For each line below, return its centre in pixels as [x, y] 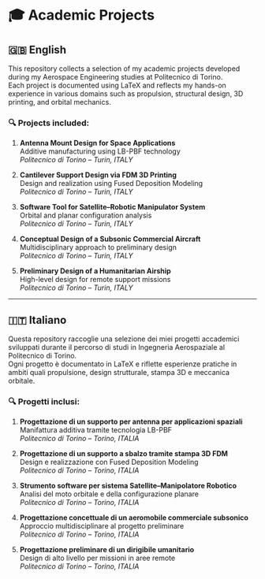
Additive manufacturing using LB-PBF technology [100, 151]
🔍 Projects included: [49, 123]
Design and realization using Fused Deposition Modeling [111, 184]
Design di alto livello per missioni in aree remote [97, 558]
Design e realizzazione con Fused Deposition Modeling [109, 462]
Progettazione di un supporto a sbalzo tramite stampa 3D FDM [124, 454]
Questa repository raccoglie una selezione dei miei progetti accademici [124, 339]
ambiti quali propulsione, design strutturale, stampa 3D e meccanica [119, 373]
